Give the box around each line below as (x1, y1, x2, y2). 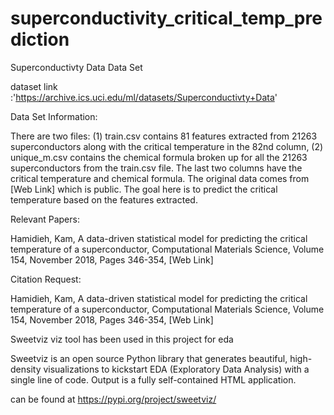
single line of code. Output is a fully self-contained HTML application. (10, 373, 297, 386)
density (10, 363, 42, 375)
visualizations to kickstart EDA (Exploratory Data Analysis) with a (43, 363, 310, 375)
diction (10, 28, 70, 51)
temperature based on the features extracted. (10, 193, 198, 206)
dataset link (10, 80, 58, 92)
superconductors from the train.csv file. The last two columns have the (10, 162, 303, 174)
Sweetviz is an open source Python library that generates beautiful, (10, 352, 288, 364)
